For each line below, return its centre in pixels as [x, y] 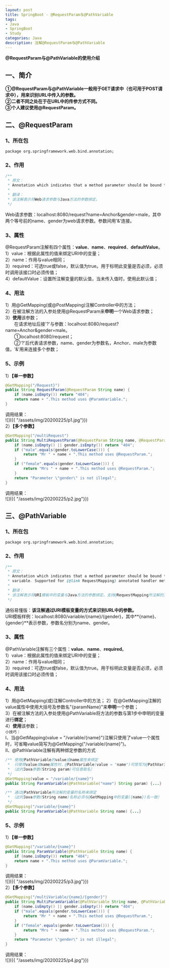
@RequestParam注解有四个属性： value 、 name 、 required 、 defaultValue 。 [84, 247]
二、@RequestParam [39, 125]
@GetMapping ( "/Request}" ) [32, 385]
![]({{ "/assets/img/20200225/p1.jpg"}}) [46, 420]
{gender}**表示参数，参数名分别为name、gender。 [59, 622]
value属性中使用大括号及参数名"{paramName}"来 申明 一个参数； [72, 707]
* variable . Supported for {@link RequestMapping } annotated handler [82, 581]
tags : [11, 19]
